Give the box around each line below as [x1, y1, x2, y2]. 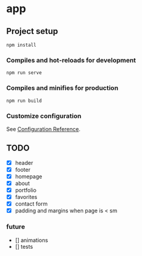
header [15, 159, 33, 166]
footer [15, 166, 31, 173]
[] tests [15, 243, 33, 250]
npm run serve [6, 70, 42, 76]
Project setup [6, 26, 59, 36]
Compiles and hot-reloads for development [6, 56, 137, 64]
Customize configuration [6, 112, 82, 120]
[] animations [15, 236, 49, 244]
